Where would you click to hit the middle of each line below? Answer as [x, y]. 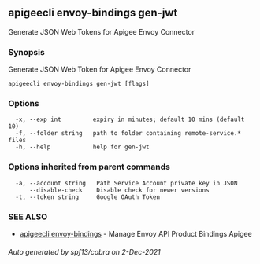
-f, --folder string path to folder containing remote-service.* [128, 134]
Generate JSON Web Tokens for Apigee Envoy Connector [102, 31]
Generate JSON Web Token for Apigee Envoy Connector [100, 69]
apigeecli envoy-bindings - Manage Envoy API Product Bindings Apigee [136, 234]
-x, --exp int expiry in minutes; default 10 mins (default [130, 120]
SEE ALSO [28, 217]
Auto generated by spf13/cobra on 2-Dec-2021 [84, 251]
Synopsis [26, 52]
